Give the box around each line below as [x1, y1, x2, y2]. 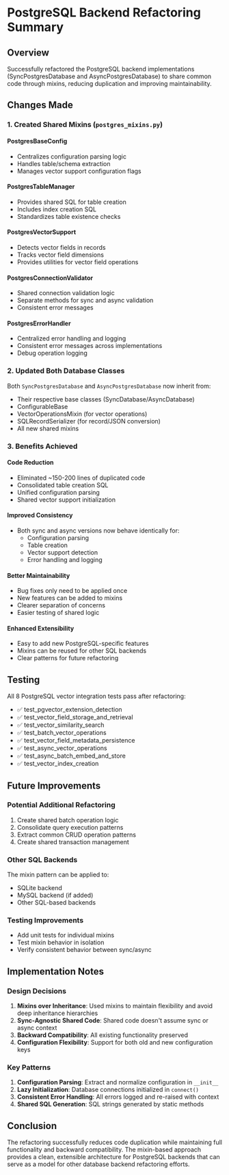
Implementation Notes [7, 966, 105, 977]
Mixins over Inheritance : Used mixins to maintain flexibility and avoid [16, 1002, 213, 1010]
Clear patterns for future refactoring [16, 654, 118, 662]
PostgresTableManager [7, 183, 75, 191]
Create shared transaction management [16, 837, 130, 846]
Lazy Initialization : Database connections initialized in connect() [16, 1086, 200, 1094]
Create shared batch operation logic [16, 815, 119, 824]
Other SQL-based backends [16, 898, 96, 907]
